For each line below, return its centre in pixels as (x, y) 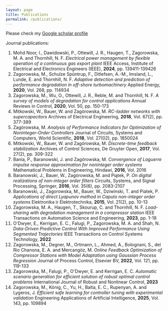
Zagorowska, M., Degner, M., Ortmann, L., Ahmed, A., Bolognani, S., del (87, 245)
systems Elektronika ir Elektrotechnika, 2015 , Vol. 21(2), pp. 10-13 (80, 202)
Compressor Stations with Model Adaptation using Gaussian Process (85, 255)
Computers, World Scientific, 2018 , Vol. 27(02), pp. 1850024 (75, 138)
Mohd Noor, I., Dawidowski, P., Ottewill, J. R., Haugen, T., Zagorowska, (86, 53)
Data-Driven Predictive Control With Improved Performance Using (81, 229)
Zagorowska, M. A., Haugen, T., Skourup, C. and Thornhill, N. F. (78, 207)
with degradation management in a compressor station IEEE (92, 213)
